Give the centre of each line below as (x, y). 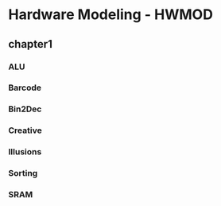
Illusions (25, 152)
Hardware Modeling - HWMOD (111, 15)
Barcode (25, 87)
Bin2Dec (25, 109)
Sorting (23, 173)
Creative (25, 130)
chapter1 (31, 44)
